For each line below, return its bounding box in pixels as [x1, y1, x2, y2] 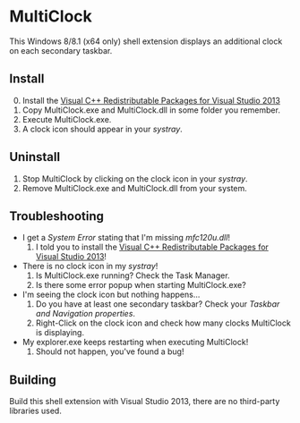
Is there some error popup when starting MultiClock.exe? [35, 280, 246, 291]
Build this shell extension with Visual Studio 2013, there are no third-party [9, 396, 280, 407]
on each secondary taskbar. [9, 45, 113, 55]
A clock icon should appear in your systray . [21, 123, 184, 134]
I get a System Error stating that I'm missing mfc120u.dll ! [21, 233, 231, 243]
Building [9, 372, 56, 387]
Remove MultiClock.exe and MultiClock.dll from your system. [21, 182, 248, 193]
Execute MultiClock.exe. [21, 114, 112, 124]
